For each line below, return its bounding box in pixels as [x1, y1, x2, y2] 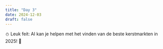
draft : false [5, 17, 33, 22]
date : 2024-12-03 [5, 12, 42, 17]
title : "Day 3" [5, 7, 37, 13]
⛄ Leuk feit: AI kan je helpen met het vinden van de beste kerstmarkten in [5, 31, 158, 37]
